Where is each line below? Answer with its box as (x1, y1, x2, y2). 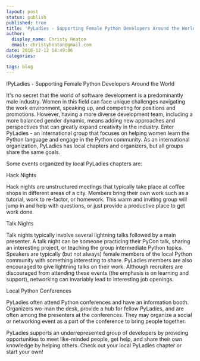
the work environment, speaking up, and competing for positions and (6, 104, 176, 111)
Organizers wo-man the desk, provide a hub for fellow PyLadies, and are (6, 305, 185, 312)
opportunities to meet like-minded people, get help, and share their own (6, 335, 183, 343)
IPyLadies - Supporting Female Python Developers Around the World (6, 80, 175, 87)
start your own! (6, 348, 43, 355)
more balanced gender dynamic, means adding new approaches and (6, 117, 176, 124)
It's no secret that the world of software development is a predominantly (6, 92, 183, 99)
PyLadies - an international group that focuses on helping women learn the (6, 129, 190, 137)
